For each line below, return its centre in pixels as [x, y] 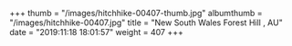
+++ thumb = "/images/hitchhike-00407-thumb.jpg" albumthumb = [136, 13]
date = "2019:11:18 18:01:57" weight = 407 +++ [97, 32]
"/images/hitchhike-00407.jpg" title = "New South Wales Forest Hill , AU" [146, 23]
